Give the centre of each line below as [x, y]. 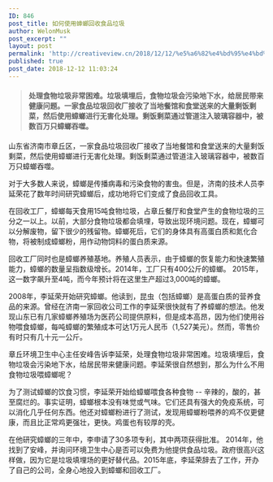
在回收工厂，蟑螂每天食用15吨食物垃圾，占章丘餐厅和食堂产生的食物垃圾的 [133, 211]
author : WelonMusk [39, 31]
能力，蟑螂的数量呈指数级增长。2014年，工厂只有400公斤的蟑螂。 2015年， [136, 268]
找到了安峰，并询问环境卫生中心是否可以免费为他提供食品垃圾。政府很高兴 [133, 449]
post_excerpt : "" [38, 39]
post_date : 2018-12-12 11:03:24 [63, 69]
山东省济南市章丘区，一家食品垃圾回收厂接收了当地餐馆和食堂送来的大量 [129, 145]
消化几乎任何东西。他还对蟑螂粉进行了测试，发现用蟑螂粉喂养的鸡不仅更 [136, 412]
